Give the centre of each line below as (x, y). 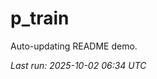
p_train (40, 18)
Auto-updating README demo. (74, 46)
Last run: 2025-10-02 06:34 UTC (78, 65)
